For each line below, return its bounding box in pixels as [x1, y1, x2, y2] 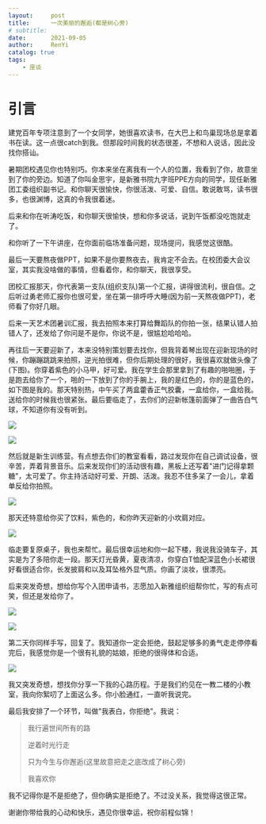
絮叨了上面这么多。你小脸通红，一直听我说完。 [42, 689, 196, 699]
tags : [8, 56, 26, 64]
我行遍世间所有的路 [27, 723, 91, 733]
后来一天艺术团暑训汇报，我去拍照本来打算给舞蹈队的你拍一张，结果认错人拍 [8, 318, 258, 328]
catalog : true [8, 48, 55, 56]
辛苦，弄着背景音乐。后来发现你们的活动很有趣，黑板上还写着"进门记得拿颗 [8, 461, 255, 471]
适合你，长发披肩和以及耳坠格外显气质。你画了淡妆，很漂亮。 [28, 564, 230, 574]
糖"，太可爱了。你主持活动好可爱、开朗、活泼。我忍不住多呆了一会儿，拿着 [8, 471, 255, 480]
